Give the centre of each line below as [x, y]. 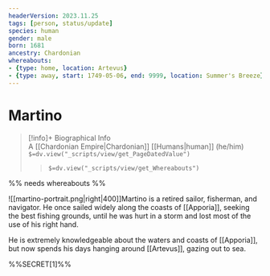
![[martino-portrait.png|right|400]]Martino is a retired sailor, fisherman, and [133, 199]
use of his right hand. [43, 224]
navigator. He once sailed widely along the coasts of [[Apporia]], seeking [129, 207]
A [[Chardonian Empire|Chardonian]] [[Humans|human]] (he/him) [136, 146]
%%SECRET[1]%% [40, 264]
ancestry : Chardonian [45, 53]
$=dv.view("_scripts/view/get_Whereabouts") [124, 168]
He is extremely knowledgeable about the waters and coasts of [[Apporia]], [133, 240]
